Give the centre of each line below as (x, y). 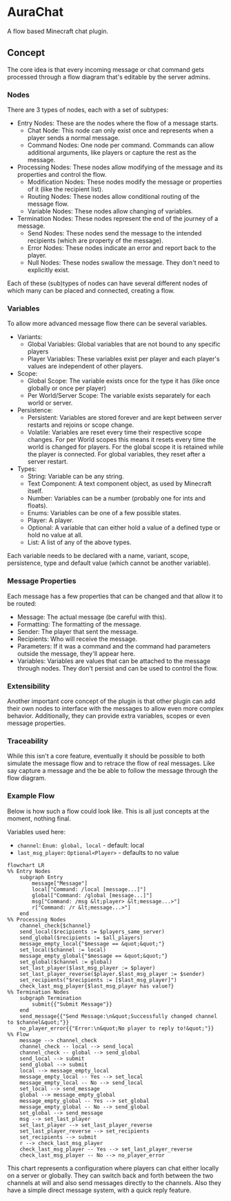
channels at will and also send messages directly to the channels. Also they (114, 1182)
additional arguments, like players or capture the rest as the (112, 153)
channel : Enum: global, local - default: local (81, 845)
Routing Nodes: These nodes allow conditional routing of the (113, 197)
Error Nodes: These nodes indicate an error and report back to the (122, 248)
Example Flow (31, 796)
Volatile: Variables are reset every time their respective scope (114, 432)
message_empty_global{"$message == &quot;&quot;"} (94, 956)
